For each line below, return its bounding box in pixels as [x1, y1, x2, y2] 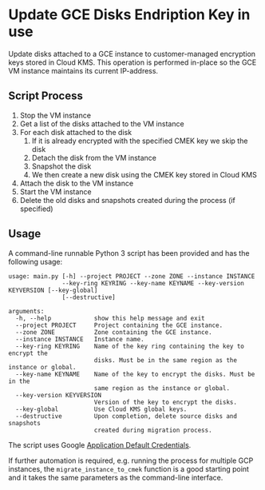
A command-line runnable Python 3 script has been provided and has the [8, 248, 250, 257]
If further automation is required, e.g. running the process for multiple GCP [8, 456, 254, 465]
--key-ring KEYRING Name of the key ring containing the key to [15, 342, 245, 350]
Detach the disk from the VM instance [31, 153, 157, 162]
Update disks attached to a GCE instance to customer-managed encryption [8, 49, 256, 58]
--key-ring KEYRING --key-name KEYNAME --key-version [61, 279, 245, 287]
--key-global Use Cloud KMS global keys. [15, 405, 188, 413]
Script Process [8, 90, 84, 103]
